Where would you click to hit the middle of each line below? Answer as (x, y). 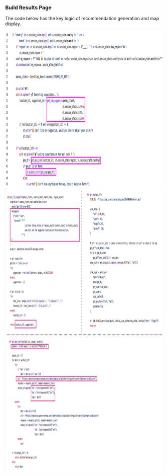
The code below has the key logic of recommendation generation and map (82, 19)
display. (13, 24)
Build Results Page (28, 8)
